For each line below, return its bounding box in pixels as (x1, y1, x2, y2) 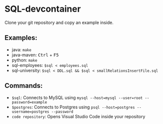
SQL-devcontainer (4, 3, 81, 15)
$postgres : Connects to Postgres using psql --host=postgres (11, 104, 135, 110)
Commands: (4, 82, 43, 90)
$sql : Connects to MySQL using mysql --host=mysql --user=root (11, 94, 143, 101)
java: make (11, 46, 32, 52)
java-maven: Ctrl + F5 (11, 52, 59, 58)
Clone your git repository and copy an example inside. (4, 20, 114, 25)
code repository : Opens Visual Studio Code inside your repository (11, 113, 145, 119)
